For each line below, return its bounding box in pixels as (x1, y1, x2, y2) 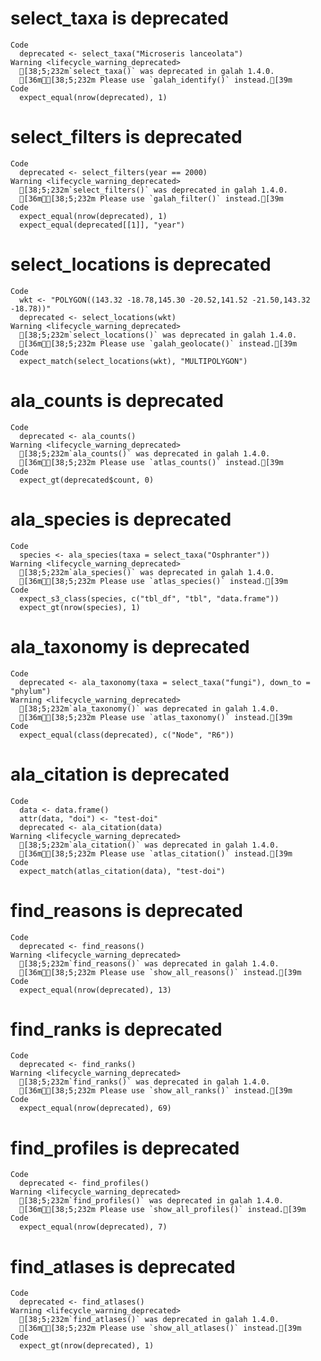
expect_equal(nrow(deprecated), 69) (19, 1103, 172, 1114)
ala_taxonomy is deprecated (10, 635, 250, 658)
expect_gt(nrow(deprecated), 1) (19, 1341, 155, 1351)
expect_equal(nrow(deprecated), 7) (19, 1222, 168, 1232)
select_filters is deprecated (10, 126, 243, 149)
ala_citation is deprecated (10, 763, 230, 786)
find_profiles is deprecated (10, 1137, 240, 1159)
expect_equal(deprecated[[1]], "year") (19, 220, 186, 230)
